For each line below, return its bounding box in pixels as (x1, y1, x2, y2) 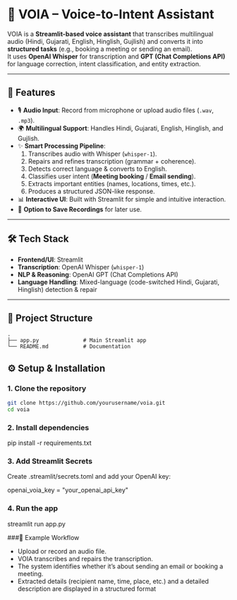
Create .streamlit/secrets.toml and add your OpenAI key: (7, 472, 171, 481)
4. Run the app (7, 503, 59, 513)
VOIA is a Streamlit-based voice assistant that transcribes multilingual (7, 30, 214, 38)
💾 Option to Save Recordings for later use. (17, 204, 142, 214)
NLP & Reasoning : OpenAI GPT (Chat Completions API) (17, 270, 178, 278)
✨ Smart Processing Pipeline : (17, 141, 106, 150)
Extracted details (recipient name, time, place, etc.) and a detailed (17, 577, 209, 585)
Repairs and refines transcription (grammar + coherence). (28, 157, 196, 165)
